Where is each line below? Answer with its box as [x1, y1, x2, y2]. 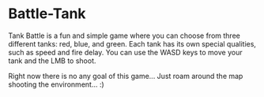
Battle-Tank [8, 5, 86, 23]
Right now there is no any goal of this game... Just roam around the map [8, 71, 243, 80]
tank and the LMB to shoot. [8, 56, 96, 65]
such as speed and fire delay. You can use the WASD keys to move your [8, 47, 243, 57]
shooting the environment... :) [8, 80, 104, 89]
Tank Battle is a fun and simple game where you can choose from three [8, 31, 241, 40]
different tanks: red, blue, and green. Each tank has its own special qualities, [8, 39, 257, 48]
